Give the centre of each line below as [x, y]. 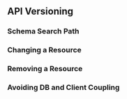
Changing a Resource [44, 50]
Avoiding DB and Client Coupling [63, 88]
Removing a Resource [45, 69]
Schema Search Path [43, 31]
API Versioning [40, 12]
